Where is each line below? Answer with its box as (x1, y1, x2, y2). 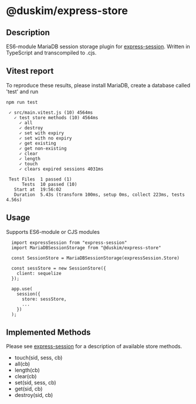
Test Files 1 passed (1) (8, 176, 72, 182)
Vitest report (6, 66, 54, 76)
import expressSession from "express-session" (11, 239, 127, 246)
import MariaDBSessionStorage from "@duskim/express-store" (11, 245, 161, 250)
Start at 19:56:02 (13, 186, 62, 192)
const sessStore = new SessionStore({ (11, 265, 107, 271)
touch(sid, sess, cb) (14, 354, 63, 361)
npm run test (6, 99, 38, 105)
